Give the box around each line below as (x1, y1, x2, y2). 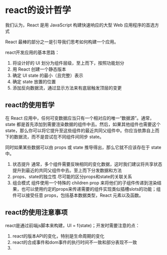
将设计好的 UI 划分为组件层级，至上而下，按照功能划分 (12, 60, 125, 66)
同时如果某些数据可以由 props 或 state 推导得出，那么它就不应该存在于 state (5, 144, 162, 150)
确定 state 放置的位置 (12, 78, 56, 85)
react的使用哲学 (5, 101, 55, 110)
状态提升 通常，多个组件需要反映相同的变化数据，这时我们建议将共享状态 (12, 161, 163, 167)
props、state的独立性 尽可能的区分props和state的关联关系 (12, 173, 132, 179)
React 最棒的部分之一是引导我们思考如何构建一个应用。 (5, 38, 119, 45)
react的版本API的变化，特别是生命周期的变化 (12, 233, 105, 239)
